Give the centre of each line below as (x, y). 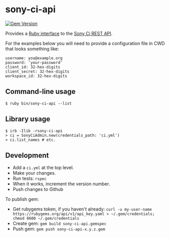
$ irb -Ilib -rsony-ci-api (34, 131)
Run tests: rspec (30, 179)
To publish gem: (22, 199)
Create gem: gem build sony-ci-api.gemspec (59, 224)
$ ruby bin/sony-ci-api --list (39, 103)
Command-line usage (40, 92)
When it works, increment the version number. (61, 184)
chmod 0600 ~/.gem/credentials (46, 219)
